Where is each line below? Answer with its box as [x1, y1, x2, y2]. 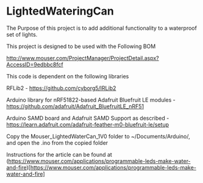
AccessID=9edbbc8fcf [6, 61, 63, 68]
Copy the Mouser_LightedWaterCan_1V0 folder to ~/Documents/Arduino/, [6, 133, 190, 140]
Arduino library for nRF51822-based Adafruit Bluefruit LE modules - [6, 96, 176, 103]
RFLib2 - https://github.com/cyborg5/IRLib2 [6, 84, 116, 92]
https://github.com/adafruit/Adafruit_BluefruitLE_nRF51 [6, 102, 144, 110]
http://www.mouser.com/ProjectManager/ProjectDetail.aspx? [6, 54, 160, 61]
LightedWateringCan [6, 4, 114, 18]
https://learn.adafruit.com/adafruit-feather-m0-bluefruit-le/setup [6, 120, 169, 128]
